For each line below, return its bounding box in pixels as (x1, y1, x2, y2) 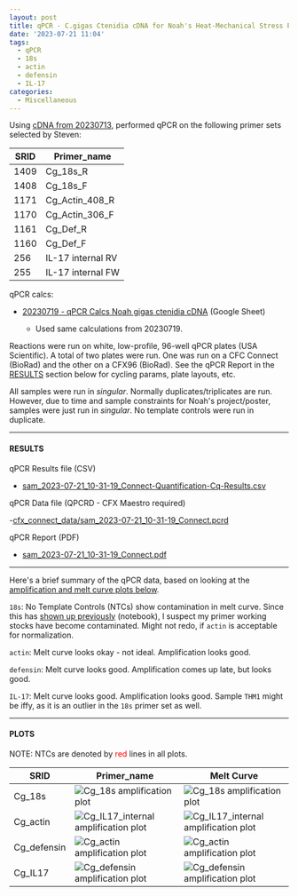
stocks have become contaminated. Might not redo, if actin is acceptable (9, 620, 278, 630)
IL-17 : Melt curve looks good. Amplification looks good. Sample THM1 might (9, 690, 284, 702)
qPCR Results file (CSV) (9, 463, 96, 473)
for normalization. (9, 630, 74, 640)
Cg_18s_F (45, 179, 88, 192)
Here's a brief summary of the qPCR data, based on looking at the (9, 575, 250, 585)
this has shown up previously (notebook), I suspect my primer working (9, 610, 267, 622)
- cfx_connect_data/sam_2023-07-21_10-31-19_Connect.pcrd (9, 514, 229, 525)
